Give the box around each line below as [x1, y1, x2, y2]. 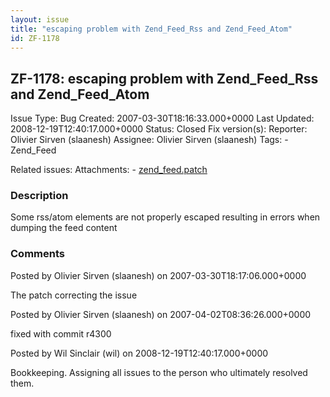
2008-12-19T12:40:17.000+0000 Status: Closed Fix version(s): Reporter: [10, 123, 308, 135]
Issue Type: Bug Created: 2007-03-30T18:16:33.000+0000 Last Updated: [10, 112, 315, 125]
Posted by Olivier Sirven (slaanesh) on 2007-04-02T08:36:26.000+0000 [10, 308, 312, 320]
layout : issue [10, 14, 70, 25]
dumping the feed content [10, 222, 118, 234]
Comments [10, 247, 65, 261]
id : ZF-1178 [10, 33, 60, 43]
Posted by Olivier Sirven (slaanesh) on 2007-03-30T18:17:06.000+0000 [10, 269, 307, 281]
